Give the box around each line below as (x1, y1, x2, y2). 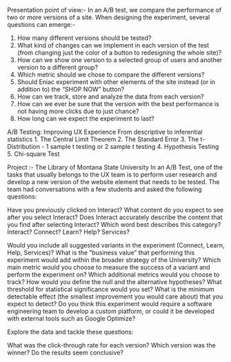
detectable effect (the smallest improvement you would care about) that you (7, 292, 223, 301)
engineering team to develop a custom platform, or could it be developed (7, 307, 215, 315)
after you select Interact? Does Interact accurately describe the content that (7, 213, 223, 221)
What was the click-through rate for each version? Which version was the (7, 341, 216, 349)
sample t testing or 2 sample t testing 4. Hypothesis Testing (50, 143, 219, 150)
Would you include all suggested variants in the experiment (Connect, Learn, (7, 241, 225, 249)
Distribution (7, 143, 40, 150)
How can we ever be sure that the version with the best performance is (17, 100, 219, 108)
